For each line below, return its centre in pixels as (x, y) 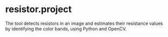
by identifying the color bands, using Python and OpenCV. (66, 28)
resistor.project (39, 9)
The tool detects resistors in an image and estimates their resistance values (84, 23)
